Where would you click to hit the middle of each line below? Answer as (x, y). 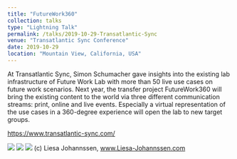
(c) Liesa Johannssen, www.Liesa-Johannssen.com (110, 148)
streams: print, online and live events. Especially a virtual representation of (117, 104)
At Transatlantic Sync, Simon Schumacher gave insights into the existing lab (118, 74)
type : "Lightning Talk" (43, 27)
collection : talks (35, 21)
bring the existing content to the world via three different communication (114, 96)
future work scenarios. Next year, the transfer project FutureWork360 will (115, 89)
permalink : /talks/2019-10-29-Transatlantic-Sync (83, 34)
